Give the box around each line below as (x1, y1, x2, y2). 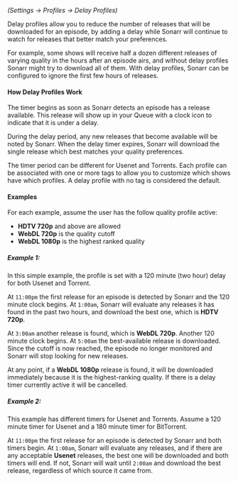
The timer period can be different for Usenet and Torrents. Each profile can (7, 161, 227, 170)
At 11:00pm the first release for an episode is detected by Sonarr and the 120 (7, 293, 230, 301)
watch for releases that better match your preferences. (7, 35, 168, 43)
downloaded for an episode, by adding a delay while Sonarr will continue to (7, 28, 228, 36)
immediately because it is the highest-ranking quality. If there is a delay (7, 373, 216, 382)
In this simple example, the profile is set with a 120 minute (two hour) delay (7, 272, 226, 280)
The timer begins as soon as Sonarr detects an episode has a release (7, 103, 210, 112)
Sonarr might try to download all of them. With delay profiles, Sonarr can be (7, 64, 229, 72)
